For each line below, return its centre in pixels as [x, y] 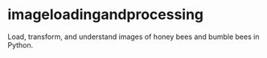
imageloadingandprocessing [106, 15]
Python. [21, 44]
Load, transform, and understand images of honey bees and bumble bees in [133, 37]
